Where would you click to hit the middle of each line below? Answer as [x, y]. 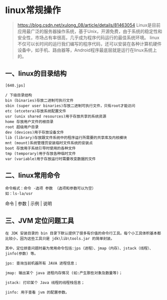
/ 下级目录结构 [19, 95]
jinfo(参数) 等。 [22, 254]
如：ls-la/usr [19, 193]
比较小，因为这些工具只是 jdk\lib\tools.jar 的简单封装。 [60, 239]
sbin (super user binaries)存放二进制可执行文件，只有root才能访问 [70, 105]
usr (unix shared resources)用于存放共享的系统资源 [56, 116]
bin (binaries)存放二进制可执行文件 [39, 100]
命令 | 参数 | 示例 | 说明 [29, 203]
